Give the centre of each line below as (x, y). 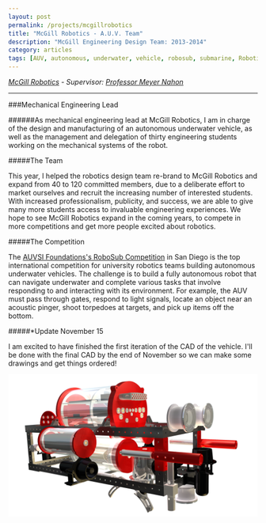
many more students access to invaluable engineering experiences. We (125, 209)
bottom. (21, 316)
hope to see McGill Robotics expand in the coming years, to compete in (125, 218)
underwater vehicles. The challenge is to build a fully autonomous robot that (133, 274)
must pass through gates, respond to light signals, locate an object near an (130, 299)
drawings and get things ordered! (63, 363)
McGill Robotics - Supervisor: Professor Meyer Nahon (96, 82)
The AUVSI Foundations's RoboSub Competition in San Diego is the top (124, 257)
